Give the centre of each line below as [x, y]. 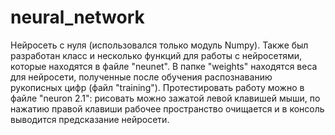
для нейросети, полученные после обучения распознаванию [141, 77]
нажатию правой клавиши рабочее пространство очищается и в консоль [167, 108]
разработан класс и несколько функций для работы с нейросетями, [156, 55]
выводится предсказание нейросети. [90, 119]
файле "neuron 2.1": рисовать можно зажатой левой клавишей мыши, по [165, 98]
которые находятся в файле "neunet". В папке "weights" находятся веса [164, 66]
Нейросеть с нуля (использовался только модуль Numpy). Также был [159, 45]
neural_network [77, 17]
